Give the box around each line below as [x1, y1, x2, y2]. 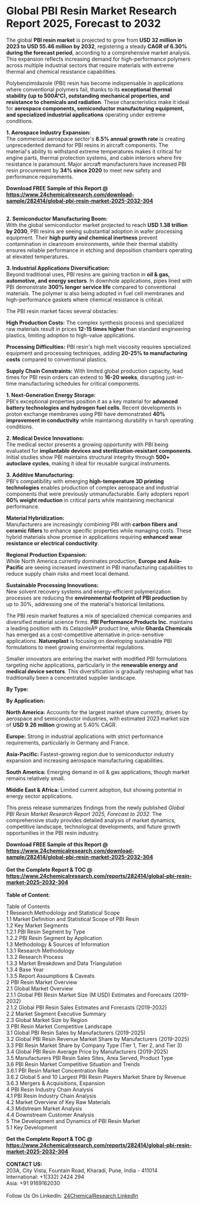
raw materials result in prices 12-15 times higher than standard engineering [6, 325, 191, 332]
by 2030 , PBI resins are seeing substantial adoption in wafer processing [6, 228, 183, 235]
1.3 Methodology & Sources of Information [6, 941, 110, 948]
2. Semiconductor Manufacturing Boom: [6, 215, 108, 222]
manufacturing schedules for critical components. [18, 380, 141, 387]
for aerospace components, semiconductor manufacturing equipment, [6, 105, 185, 112]
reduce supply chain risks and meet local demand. [6, 570, 129, 577]
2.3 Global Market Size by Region [6, 1016, 88, 1023]
